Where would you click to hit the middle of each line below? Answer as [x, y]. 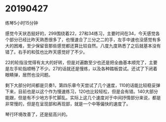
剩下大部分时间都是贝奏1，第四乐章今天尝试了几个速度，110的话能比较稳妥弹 [83, 85]
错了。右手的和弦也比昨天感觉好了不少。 [46, 52]
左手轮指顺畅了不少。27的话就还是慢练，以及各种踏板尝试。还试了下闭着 [83, 68]
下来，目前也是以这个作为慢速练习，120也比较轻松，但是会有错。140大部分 [82, 91]
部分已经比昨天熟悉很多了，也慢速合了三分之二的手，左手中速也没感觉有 [83, 40]
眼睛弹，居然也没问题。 [29, 75]
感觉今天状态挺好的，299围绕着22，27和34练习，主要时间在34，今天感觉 [80, 33]
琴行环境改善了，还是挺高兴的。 [38, 114]
